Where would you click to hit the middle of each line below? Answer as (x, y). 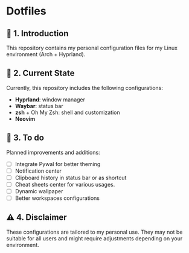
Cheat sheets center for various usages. (65, 184)
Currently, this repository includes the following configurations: (85, 88)
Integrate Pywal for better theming (58, 164)
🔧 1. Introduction (37, 34)
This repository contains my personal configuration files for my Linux (92, 48)
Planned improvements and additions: (53, 152)
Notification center (38, 171)
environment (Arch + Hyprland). (46, 54)
